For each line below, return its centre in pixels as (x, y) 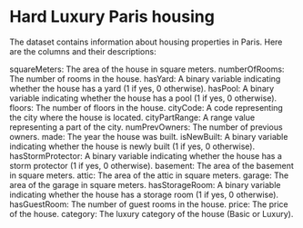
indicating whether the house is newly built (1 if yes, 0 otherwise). (132, 146)
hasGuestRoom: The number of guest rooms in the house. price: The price (149, 204)
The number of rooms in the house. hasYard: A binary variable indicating (145, 78)
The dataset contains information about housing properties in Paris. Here (146, 42)
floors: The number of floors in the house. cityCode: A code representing (146, 107)
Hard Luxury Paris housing (112, 17)
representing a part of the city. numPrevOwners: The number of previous (146, 127)
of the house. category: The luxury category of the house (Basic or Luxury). (151, 213)
